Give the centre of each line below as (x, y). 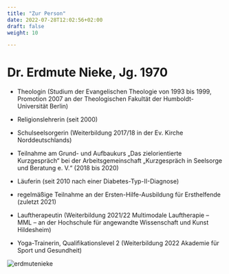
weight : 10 (23, 33)
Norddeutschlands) (44, 140)
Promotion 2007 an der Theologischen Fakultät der (89, 99)
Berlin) (59, 106)
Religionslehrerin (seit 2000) (57, 119)
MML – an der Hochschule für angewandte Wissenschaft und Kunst (113, 222)
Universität (32, 106)
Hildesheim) (34, 230)
